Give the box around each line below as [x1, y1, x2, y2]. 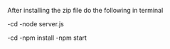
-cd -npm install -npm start [7, 33, 87, 42]
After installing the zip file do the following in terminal [7, 6, 164, 14]
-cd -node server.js [7, 20, 64, 28]
